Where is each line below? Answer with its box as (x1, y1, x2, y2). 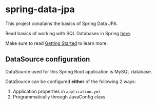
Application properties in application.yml (12, 88, 101, 94)
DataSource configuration (5, 55, 90, 64)
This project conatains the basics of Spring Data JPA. (5, 20, 118, 27)
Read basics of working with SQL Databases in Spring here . (5, 30, 132, 36)
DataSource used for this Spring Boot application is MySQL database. (5, 68, 152, 74)
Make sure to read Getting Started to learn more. (5, 40, 108, 46)
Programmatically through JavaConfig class (12, 93, 106, 100)
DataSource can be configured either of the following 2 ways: (5, 78, 136, 85)
